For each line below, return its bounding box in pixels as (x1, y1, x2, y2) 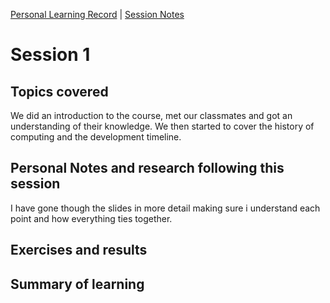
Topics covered (10, 83, 109, 100)
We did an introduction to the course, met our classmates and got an (10, 110, 293, 121)
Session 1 (10, 44, 91, 66)
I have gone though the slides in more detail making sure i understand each (10, 202, 321, 214)
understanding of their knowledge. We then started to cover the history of (10, 120, 315, 132)
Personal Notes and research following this (10, 160, 285, 177)
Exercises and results (10, 242, 148, 259)
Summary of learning (10, 275, 145, 293)
